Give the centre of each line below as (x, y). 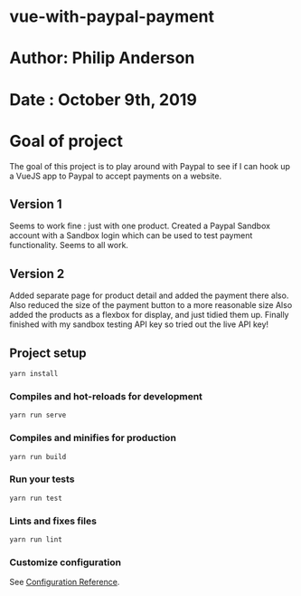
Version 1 (36, 204)
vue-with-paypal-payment (112, 17)
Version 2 (37, 274)
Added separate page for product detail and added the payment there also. (149, 295)
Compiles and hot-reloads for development (106, 396)
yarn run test (36, 498)
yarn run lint (36, 540)
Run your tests (42, 479)
